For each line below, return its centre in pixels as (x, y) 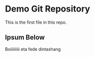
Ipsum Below (25, 37)
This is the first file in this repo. (36, 22)
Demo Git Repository (48, 9)
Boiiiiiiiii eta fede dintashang (33, 49)
